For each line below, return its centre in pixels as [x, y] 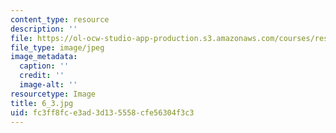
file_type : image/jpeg [57, 47]
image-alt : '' [48, 85]
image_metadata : [44, 57]
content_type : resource [60, 19]
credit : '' [42, 76]
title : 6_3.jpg [42, 103]
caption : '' [44, 66]
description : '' [44, 29]
